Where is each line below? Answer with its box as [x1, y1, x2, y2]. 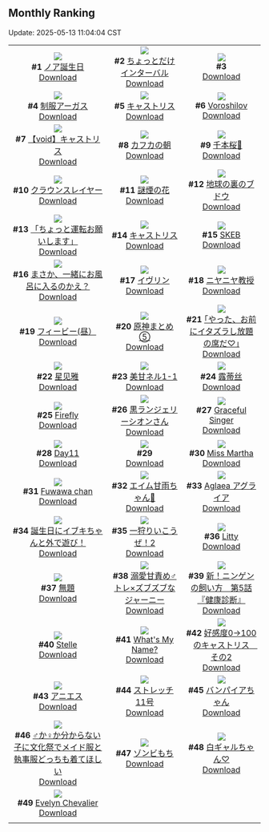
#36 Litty [203, 531, 239, 542]
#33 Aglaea [187, 480, 231, 491]
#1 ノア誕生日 [31, 61, 85, 72]
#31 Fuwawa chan [22, 485, 94, 496]
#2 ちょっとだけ [114, 55, 175, 67]
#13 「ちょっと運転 [13, 224, 87, 235]
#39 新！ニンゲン [187, 570, 255, 581]
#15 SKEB [202, 228, 241, 240]
